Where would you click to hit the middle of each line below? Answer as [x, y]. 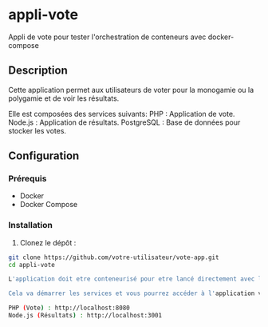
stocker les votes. [37, 130]
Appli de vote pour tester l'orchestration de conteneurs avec [107, 37]
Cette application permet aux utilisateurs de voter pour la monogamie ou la [131, 90]
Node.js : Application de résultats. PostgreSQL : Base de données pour [124, 122]
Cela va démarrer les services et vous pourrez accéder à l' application [132, 293]
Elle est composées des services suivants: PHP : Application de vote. [122, 114]
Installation [31, 225]
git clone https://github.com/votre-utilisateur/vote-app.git [114, 257]
